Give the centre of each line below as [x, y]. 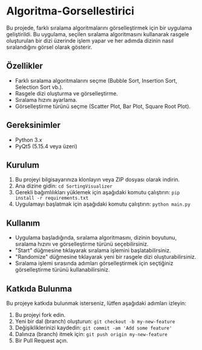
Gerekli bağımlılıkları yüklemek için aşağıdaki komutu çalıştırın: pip [97, 192]
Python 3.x [28, 139]
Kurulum [23, 165]
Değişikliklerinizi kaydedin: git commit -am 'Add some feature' [93, 328]
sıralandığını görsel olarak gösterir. [49, 47]
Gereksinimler [34, 125]
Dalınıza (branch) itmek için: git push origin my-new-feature [91, 334]
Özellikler [25, 66]
